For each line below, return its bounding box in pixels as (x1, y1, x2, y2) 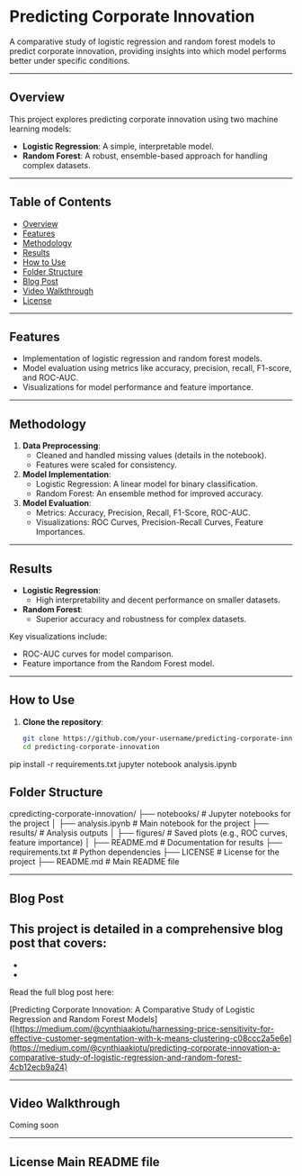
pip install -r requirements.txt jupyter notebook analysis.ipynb (9, 758, 237, 769)
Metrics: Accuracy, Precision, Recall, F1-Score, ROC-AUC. (35, 507, 251, 519)
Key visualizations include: (9, 631, 108, 641)
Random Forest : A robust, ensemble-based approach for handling (22, 150, 268, 161)
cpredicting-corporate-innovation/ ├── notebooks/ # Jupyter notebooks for (9, 809, 292, 819)
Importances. (35, 527, 85, 538)
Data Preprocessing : (22, 440, 101, 451)
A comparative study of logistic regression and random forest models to (9, 36, 276, 47)
